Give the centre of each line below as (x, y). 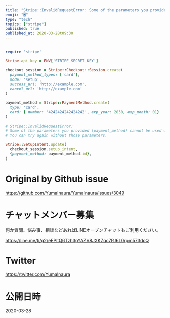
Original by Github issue (57, 179)
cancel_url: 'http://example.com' (46, 89)
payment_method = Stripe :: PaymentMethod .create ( (57, 103)
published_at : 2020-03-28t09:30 (39, 33)
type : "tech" (19, 19)
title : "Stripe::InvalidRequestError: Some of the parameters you (77, 10)
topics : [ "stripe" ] (26, 24)
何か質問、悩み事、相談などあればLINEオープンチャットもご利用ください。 (83, 230)
